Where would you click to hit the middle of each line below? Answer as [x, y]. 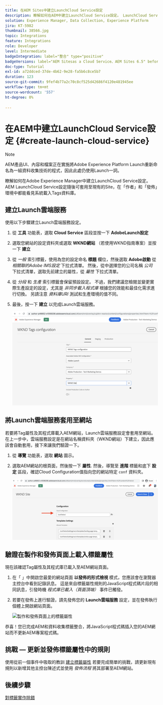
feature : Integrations [28, 41]
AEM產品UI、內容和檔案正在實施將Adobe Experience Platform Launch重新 [79, 165]
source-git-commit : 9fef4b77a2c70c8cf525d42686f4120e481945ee [69, 82]
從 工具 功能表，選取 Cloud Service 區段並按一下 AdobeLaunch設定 [80, 233]
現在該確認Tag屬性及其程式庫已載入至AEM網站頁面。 [58, 567]
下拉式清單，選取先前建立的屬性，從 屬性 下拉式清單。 [66, 271]
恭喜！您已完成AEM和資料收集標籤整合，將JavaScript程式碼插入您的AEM [78, 627]
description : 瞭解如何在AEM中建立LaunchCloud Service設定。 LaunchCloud [76, 15]
